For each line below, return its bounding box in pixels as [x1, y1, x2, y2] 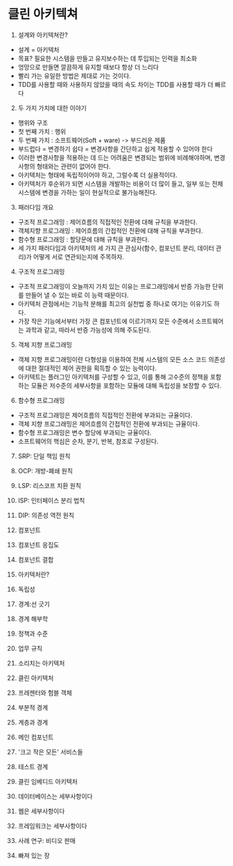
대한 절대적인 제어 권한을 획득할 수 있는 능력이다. [25, 363, 157, 372]
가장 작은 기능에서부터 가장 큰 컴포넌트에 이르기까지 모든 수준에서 [17, 317, 194, 325]
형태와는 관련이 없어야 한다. [36, 162, 111, 171]
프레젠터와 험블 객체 [17, 688, 72, 697]
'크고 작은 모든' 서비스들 [17, 748, 83, 756]
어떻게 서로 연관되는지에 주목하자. [33, 252, 124, 261]
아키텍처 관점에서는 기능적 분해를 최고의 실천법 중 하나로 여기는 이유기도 [17, 299, 213, 308]
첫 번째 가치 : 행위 [17, 127, 67, 136]
